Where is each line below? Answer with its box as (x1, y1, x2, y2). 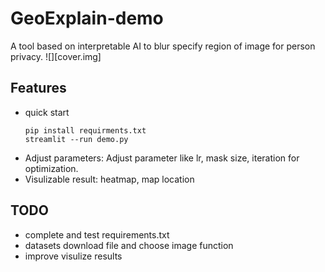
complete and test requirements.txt (24, 228, 170, 241)
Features (10, 80, 67, 97)
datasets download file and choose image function (24, 239, 234, 251)
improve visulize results (24, 250, 123, 262)
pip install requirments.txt (24, 125, 147, 136)
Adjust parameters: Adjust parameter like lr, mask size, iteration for (24, 152, 300, 164)
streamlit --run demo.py (24, 134, 129, 144)
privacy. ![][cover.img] (10, 50, 102, 62)
